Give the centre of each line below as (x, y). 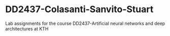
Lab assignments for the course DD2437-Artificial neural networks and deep (85, 23)
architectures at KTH (27, 28)
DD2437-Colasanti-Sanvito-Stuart (79, 9)
